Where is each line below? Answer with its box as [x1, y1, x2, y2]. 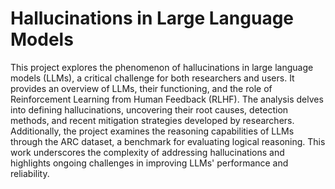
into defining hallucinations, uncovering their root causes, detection [10, 103, 289, 116]
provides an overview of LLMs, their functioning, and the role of [10, 82, 273, 94]
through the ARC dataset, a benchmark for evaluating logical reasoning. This [10, 135, 326, 147]
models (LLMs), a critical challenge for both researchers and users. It [10, 72, 295, 84]
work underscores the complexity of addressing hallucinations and [10, 146, 285, 158]
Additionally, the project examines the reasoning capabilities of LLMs [10, 125, 295, 137]
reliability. [10, 167, 50, 179]
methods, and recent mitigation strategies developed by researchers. [10, 114, 295, 126]
